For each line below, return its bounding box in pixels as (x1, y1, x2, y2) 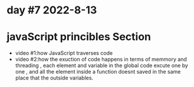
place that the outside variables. (15, 74, 94, 82)
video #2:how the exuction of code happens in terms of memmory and (15, 56, 188, 63)
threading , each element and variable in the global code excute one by (15, 62, 188, 69)
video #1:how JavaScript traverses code (15, 50, 113, 57)
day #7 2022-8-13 (6, 4, 97, 17)
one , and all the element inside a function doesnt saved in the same (15, 68, 181, 75)
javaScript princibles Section (6, 30, 152, 44)
